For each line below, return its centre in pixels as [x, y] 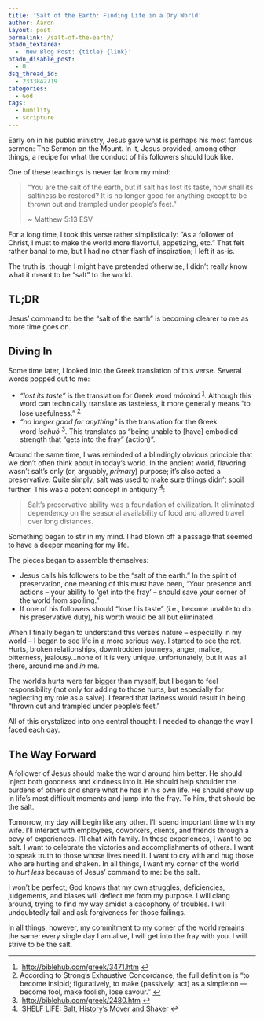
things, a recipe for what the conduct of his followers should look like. [121, 156]
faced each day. [34, 730]
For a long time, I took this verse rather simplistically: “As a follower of [121, 234]
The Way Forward [52, 754]
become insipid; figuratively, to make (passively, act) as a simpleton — [133, 983]
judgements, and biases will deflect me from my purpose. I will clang [119, 895]
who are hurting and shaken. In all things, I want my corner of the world [124, 863]
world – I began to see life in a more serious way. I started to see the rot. [125, 641]
